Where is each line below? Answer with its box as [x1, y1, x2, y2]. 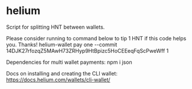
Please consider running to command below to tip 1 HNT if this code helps [6, 35, 187, 42]
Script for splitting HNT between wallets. [6, 23, 105, 30]
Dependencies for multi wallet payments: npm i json [6, 59, 132, 66]
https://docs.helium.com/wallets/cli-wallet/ [6, 76, 110, 83]
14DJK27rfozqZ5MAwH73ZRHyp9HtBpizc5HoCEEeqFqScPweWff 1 [6, 47, 169, 54]
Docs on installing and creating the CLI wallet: [6, 70, 118, 77]
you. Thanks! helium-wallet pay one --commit [6, 41, 118, 48]
